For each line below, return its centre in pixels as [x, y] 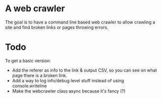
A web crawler [35, 9]
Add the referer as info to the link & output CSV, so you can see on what [85, 70]
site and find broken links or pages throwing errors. [57, 27]
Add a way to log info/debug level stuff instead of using [68, 80]
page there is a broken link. [40, 75]
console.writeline [29, 86]
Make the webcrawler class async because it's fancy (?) [69, 91]
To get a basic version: [28, 61]
